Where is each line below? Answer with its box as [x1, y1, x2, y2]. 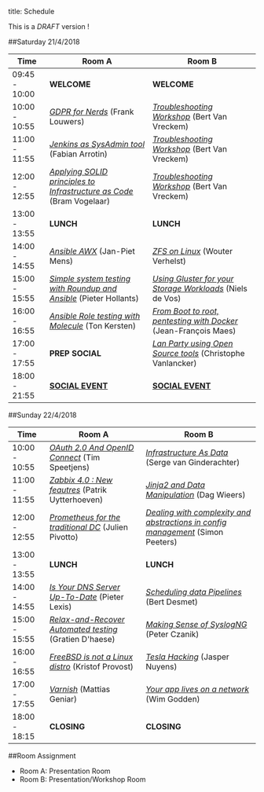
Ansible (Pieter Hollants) [49, 293, 139, 303]
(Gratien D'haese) [49, 634, 115, 644]
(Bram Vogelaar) [49, 196, 111, 207]
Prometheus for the [49, 512, 121, 522]
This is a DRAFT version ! [8, 22, 90, 31]
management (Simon [145, 526, 224, 537]
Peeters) [145, 537, 178, 547]
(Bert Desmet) [145, 596, 198, 607]
